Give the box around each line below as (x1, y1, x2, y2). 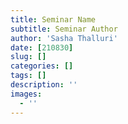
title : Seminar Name (10, 14, 97, 25)
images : (10, 89, 43, 99)
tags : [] (10, 71, 47, 81)
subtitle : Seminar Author (10, 24, 118, 34)
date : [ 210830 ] (10, 42, 74, 53)
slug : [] (10, 52, 47, 62)
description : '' (10, 80, 78, 90)
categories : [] (10, 61, 74, 71)
